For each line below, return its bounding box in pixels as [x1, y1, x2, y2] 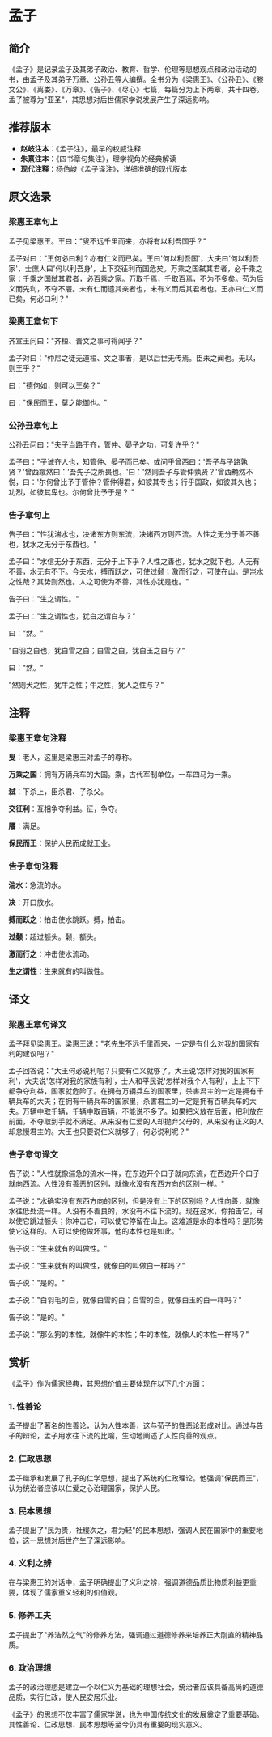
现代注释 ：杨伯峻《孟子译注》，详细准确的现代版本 [19, 164, 188, 173]
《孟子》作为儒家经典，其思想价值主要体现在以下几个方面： [8, 1378, 207, 1388]
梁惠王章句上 [8, 216, 59, 227]
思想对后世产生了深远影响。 [36, 1535, 130, 1545]
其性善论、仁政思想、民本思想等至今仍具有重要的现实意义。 [8, 1719, 207, 1729]
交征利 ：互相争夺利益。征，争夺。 [8, 804, 122, 813]
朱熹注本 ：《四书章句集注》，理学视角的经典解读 [19, 154, 176, 164]
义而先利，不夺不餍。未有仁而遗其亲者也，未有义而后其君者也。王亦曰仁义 [8, 283, 257, 293]
